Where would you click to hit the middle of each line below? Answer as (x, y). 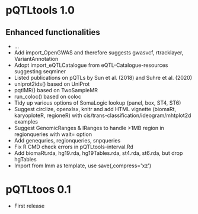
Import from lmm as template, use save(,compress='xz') (83, 166)
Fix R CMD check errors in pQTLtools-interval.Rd (74, 147)
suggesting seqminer (40, 71)
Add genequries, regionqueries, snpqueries (67, 140)
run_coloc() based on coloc (47, 96)
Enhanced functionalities (53, 32)
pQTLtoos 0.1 (38, 189)
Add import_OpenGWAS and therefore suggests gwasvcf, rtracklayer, (99, 53)
